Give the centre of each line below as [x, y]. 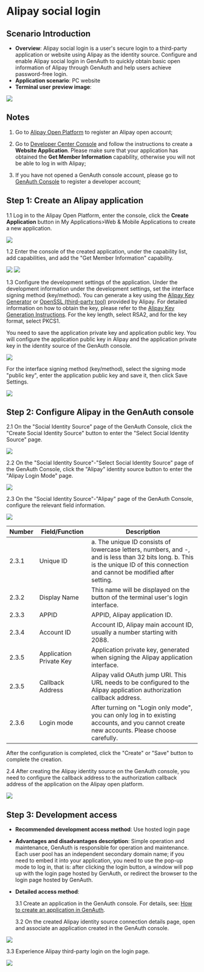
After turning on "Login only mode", [142, 708]
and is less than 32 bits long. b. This [142, 557]
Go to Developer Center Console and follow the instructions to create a [104, 143]
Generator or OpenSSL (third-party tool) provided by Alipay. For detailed [97, 302]
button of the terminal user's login [139, 598]
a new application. [29, 228]
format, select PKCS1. [33, 321]
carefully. [104, 738]
